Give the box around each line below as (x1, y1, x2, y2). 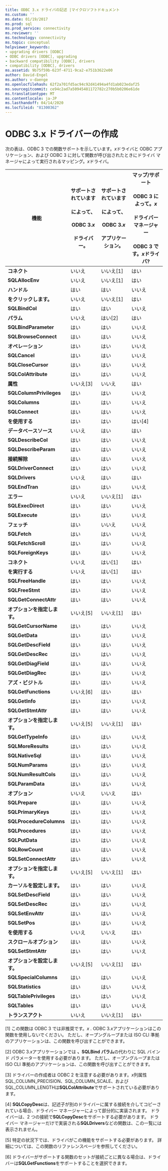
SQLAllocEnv (7, 277, 39, 284)
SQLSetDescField (7, 891, 50, 898)
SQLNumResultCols (7, 771, 56, 778)
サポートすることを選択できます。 (59, 1160, 130, 1166)
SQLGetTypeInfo (7, 733, 48, 740)
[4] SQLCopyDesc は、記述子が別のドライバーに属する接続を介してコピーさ (5, 1101, 161, 1107)
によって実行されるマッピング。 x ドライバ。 (22, 158, 111, 164)
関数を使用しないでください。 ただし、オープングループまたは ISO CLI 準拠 (5, 1032, 159, 1038)
